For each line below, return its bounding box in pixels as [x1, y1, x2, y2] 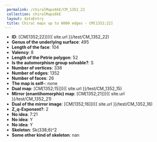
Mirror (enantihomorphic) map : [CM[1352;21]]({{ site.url [11, 91, 125, 97]
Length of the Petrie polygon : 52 [11, 54, 78, 61]
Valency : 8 [11, 50, 34, 55]
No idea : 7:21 [11, 111, 38, 117]
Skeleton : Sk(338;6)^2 [11, 127, 57, 133]
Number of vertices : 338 [11, 65, 63, 71]
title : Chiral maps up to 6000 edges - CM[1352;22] [6, 20, 113, 26]
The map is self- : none [11, 81, 58, 87]
